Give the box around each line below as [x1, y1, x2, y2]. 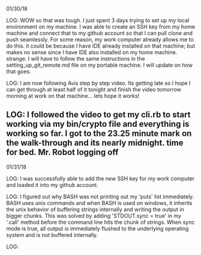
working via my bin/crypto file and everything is [6, 119, 190, 129]
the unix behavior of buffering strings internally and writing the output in [6, 206, 184, 213]
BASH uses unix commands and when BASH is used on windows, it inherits [6, 199, 193, 206]
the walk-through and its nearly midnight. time [6, 138, 184, 148]
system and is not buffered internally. [6, 231, 98, 238]
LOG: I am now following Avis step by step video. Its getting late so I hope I [6, 79, 191, 87]
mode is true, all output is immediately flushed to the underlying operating [6, 225, 189, 232]
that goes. [6, 68, 31, 75]
